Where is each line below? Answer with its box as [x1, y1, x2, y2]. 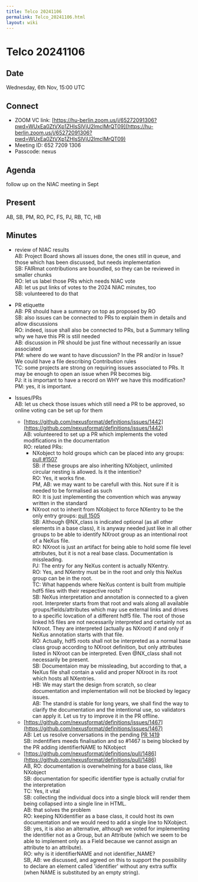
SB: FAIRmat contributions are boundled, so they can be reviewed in [14, 265, 180, 272]
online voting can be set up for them [14, 407, 103, 414]
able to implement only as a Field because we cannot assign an [23, 837, 178, 844]
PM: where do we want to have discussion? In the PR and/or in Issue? [14, 351, 184, 358]
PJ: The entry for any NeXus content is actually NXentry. [32, 562, 169, 569]
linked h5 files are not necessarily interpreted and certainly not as [32, 618, 192, 625]
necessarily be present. [32, 656, 90, 663]
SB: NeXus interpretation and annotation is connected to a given [32, 593, 189, 600]
